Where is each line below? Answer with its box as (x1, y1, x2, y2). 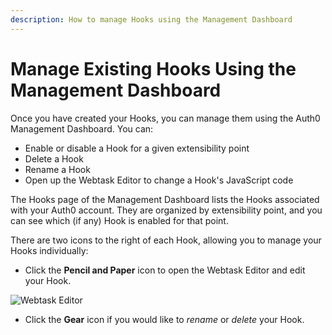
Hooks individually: (10, 244, 89, 256)
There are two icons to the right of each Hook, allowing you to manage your (10, 234, 322, 246)
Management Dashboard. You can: (10, 122, 154, 135)
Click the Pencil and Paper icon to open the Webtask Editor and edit (24, 264, 306, 276)
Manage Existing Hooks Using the (10, 57, 297, 80)
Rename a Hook (24, 163, 91, 175)
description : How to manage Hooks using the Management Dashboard (10, 14, 293, 25)
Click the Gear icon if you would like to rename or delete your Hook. (24, 313, 305, 325)
